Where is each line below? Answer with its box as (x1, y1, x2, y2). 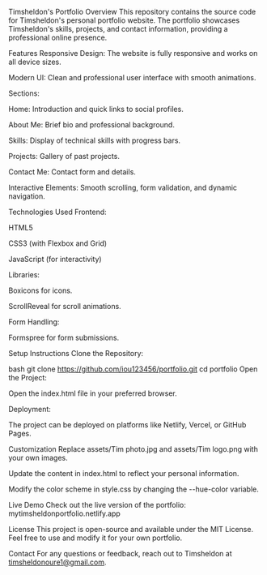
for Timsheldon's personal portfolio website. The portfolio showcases (8, 15, 240, 25)
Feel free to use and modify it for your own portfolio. (8, 533, 183, 543)
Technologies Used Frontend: (8, 207, 107, 217)
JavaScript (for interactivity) (8, 255, 103, 264)
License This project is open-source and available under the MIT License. (8, 525, 253, 534)
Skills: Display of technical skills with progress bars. (8, 135, 180, 145)
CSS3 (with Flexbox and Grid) (8, 238, 108, 248)
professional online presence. (8, 32, 108, 42)
